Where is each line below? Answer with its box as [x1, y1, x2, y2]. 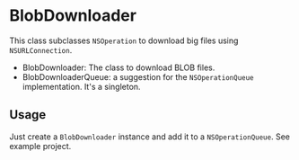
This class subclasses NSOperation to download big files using [9, 35, 239, 46]
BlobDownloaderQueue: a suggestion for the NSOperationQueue [22, 71, 254, 82]
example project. [9, 140, 72, 151]
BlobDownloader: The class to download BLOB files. [22, 62, 215, 73]
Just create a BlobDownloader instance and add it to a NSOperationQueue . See [9, 131, 290, 142]
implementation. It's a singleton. [22, 81, 141, 92]
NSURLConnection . [9, 44, 73, 55]
